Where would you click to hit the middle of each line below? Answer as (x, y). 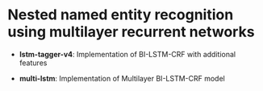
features (33, 63)
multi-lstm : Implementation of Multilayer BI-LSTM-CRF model (122, 78)
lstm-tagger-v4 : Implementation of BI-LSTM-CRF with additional (127, 54)
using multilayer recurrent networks (131, 32)
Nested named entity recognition (121, 15)
